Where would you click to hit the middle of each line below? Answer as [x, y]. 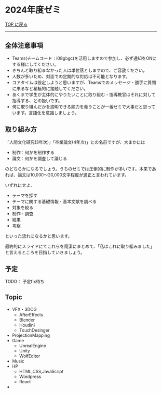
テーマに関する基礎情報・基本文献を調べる [54, 201]
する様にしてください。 [35, 64]
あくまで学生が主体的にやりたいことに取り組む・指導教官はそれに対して [84, 94]
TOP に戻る [16, 24]
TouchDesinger [34, 330]
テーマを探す [25, 195]
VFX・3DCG [24, 309]
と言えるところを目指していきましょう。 [45, 252]
